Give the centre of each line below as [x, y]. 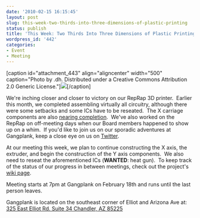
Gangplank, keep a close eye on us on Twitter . [63, 136]
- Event [16, 51]
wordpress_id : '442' [32, 39]
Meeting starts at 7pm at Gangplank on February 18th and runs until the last [99, 184]
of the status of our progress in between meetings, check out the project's [98, 166]
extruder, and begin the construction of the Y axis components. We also [95, 154]
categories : [21, 45]
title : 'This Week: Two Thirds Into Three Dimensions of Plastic [89, 34]
